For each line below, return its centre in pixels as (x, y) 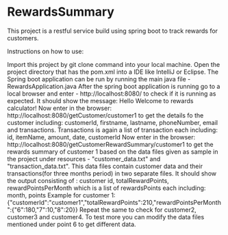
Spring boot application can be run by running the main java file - (99, 79)
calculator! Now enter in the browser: (59, 108)
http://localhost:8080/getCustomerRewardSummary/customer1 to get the (110, 144)
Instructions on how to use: (46, 51)
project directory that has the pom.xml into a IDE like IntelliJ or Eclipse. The (113, 72)
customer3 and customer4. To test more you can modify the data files (106, 217)
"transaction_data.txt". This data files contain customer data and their (105, 166)
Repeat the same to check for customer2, (138, 210)
